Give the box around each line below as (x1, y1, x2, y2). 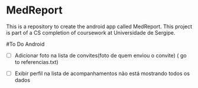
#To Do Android (6, 40, 45, 48)
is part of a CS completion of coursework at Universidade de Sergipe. (6, 29, 176, 36)
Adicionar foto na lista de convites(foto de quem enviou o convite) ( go (14, 52, 187, 59)
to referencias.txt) (14, 59, 59, 65)
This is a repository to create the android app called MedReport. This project (6, 23, 193, 30)
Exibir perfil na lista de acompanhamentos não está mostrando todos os (14, 70, 190, 77)
